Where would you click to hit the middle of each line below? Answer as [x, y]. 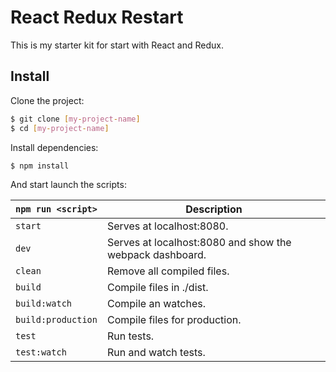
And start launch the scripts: [68, 185]
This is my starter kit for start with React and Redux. [117, 45]
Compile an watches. [156, 304]
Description [214, 209]
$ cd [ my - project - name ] [60, 128]
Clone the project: [47, 100]
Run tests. [130, 336]
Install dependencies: [54, 147]
